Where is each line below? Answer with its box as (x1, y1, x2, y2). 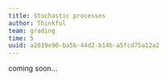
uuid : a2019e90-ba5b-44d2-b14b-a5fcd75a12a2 (8, 42, 160, 50)
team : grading (8, 26, 56, 34)
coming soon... (8, 63, 58, 73)
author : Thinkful (8, 19, 67, 27)
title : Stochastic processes (8, 11, 106, 20)
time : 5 (8, 34, 35, 43)
